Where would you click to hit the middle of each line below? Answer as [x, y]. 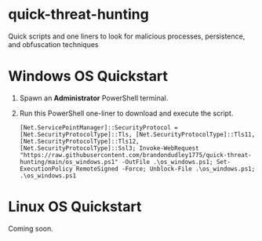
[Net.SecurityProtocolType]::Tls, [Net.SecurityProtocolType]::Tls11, [137, 134]
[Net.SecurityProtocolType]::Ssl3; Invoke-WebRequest [109, 148]
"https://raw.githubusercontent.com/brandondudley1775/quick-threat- [136, 155]
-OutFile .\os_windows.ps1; [167, 162]
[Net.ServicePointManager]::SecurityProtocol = [98, 127]
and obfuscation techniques [53, 44]
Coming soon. [31, 228]
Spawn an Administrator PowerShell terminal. [94, 98]
